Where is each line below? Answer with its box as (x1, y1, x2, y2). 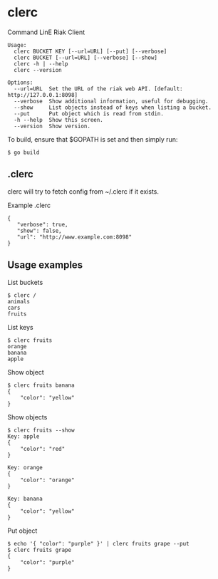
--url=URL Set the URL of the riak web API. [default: (14, 85, 183, 93)
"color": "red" (20, 445, 66, 452)
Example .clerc (7, 201, 51, 209)
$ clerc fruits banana (7, 382, 75, 389)
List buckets (7, 278, 43, 286)
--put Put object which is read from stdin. (14, 110, 164, 118)
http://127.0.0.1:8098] (7, 91, 78, 98)
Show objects (7, 412, 48, 421)
